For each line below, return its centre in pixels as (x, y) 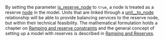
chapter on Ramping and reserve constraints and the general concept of (80, 28)
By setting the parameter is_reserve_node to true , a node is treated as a (79, 7)
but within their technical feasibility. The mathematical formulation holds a (81, 23)
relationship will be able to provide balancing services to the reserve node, (82, 18)
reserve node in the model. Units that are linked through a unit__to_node (79, 12)
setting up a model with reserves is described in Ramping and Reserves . (80, 33)
